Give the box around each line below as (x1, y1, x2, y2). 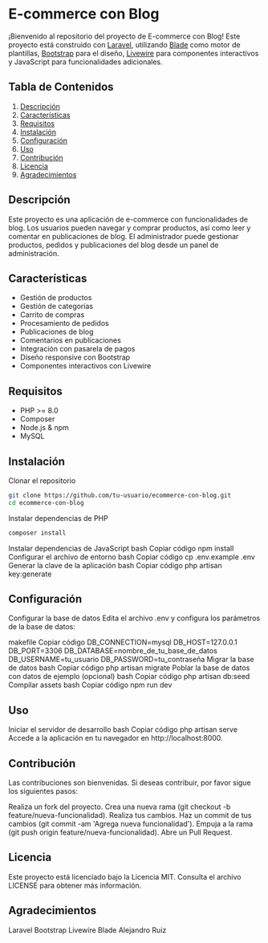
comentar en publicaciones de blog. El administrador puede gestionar (8, 231, 239, 241)
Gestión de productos (19, 293, 92, 303)
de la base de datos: (8, 622, 76, 632)
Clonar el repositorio (8, 476, 76, 486)
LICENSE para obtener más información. (8, 880, 142, 890)
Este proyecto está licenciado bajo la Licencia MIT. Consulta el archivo (8, 872, 242, 881)
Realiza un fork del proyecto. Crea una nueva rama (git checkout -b (8, 802, 231, 811)
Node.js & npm (19, 423, 70, 433)
